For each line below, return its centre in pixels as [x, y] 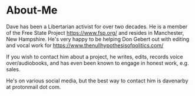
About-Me [32, 10]
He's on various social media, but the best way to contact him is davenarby [97, 81]
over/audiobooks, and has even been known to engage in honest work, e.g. [97, 63]
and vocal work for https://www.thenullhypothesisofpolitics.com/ [85, 45]
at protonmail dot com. [34, 87]
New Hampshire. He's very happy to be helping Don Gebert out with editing [98, 39]
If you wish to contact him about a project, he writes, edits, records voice [95, 57]
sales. [13, 69]
